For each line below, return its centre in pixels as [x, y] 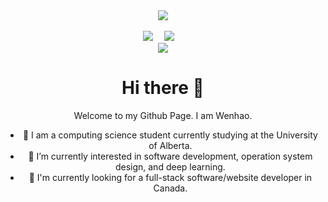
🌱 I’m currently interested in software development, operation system [170, 156]
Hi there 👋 [163, 88]
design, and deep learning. [170, 166]
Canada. [170, 188]
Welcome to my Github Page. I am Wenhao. [163, 115]
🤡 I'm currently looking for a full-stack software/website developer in [170, 177]
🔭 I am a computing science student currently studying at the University [170, 135]
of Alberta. [170, 145]
